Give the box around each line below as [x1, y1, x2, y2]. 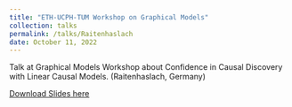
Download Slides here [9, 88, 90, 99]
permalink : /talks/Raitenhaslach [9, 29, 134, 38]
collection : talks [9, 21, 77, 30]
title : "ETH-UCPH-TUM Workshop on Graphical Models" [9, 12, 209, 22]
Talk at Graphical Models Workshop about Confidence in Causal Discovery [9, 62, 283, 73]
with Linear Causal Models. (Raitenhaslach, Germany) [9, 72, 207, 82]
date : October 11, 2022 [9, 37, 98, 47]
